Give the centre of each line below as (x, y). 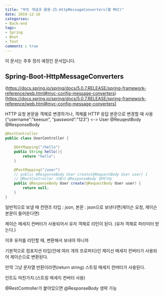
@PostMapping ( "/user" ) (37, 170)
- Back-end (16, 23)
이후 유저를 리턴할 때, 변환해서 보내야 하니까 (47, 240)
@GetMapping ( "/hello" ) (37, 147)
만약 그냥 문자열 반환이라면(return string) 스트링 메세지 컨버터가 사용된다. (75, 267)
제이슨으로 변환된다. (29, 257)
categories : (17, 19)
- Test (12, 42)
